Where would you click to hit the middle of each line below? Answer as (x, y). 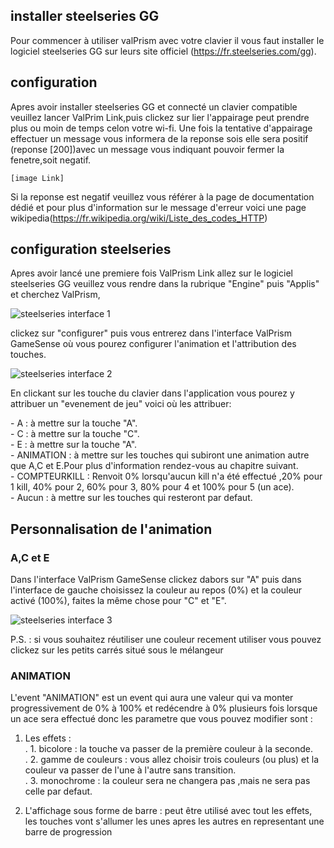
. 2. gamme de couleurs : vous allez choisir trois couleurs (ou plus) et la (172, 760)
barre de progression (68, 832)
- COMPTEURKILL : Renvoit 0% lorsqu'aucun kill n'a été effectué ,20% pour (166, 476)
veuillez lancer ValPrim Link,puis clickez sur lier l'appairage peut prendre (160, 117)
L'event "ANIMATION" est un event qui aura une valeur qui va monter (152, 698)
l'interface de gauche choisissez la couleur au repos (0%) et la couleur (156, 590)
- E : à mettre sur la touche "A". (74, 445)
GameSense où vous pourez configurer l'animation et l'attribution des (153, 344)
